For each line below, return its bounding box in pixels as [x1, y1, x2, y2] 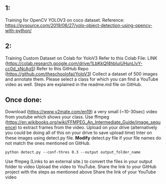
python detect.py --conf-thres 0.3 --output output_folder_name [5, 150, 141, 155]
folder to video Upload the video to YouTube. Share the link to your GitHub [5, 164, 157, 170]
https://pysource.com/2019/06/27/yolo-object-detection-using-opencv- [5, 22, 153, 28]
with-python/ [5, 27, 32, 34]
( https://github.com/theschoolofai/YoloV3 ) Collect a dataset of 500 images [5, 71, 158, 77]
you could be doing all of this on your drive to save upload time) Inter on [5, 130, 152, 136]
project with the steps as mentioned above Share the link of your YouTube [5, 169, 156, 175]
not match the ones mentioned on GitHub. [5, 140, 91, 146]
